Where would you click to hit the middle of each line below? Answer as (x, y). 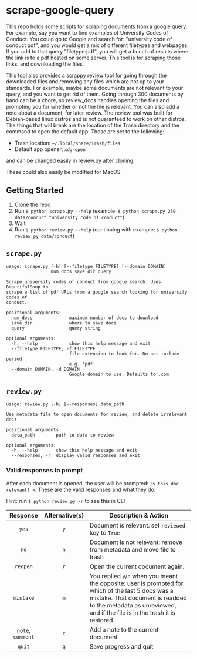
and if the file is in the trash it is (132, 613)
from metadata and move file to (133, 549)
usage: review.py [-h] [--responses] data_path (65, 404)
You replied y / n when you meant (134, 576)
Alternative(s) (64, 515)
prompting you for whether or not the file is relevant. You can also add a (93, 106)
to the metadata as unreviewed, (133, 605)
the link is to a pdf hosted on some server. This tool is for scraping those (94, 58)
